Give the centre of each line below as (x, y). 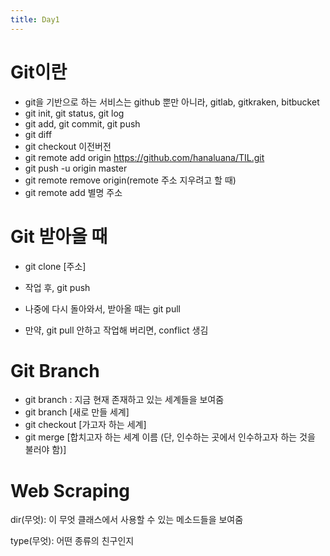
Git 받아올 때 (59, 236)
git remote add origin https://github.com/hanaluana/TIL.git (144, 157)
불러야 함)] (45, 450)
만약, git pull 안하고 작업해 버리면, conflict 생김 (116, 330)
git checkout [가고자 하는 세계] (85, 425)
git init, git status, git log (74, 113)
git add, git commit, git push (82, 123)
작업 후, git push (57, 287)
